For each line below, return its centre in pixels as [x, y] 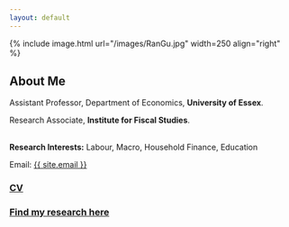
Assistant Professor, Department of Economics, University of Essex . [136, 103]
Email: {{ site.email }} [48, 165]
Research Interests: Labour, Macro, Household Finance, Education [134, 147]
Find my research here [59, 213]
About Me [37, 82]
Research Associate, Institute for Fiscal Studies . [100, 120]
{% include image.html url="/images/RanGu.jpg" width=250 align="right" [145, 43]
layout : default [40, 18]
